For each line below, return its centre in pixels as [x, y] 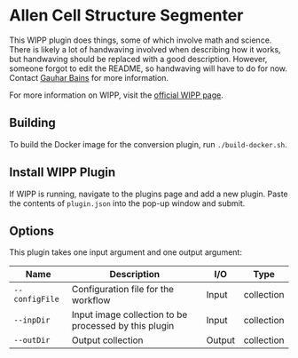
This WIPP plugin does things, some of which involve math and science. [141, 40]
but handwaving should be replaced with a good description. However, [138, 59]
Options [32, 231]
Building [32, 123]
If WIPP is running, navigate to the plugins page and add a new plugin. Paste [149, 194]
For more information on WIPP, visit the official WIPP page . [117, 95]
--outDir [32, 340]
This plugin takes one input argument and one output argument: [125, 252]
